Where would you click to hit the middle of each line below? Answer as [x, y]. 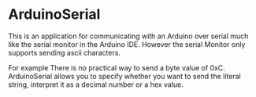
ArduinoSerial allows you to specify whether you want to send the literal [125, 76]
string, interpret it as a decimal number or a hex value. [96, 84]
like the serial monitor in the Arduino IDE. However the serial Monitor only [127, 44]
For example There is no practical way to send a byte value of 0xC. [117, 67]
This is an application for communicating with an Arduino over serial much [128, 36]
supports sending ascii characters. [64, 52]
